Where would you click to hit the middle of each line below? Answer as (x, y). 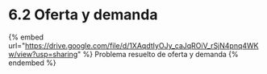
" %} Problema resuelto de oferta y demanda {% (158, 54)
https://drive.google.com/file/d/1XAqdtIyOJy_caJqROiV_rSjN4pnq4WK (142, 45)
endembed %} (32, 63)
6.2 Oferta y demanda (83, 15)
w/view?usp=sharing (43, 54)
